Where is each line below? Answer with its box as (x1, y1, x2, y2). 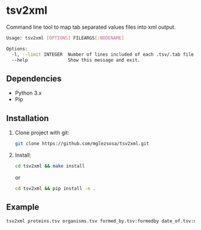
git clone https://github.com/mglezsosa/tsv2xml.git (14, 141, 150, 147)
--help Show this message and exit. (11, 57, 141, 63)
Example (6, 202, 39, 213)
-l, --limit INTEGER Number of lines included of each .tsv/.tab (11, 52, 181, 57)
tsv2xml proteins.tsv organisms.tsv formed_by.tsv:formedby (6, 218, 160, 224)
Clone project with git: (14, 129, 70, 137)
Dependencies (6, 73, 62, 84)
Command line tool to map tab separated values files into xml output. (6, 23, 176, 31)
